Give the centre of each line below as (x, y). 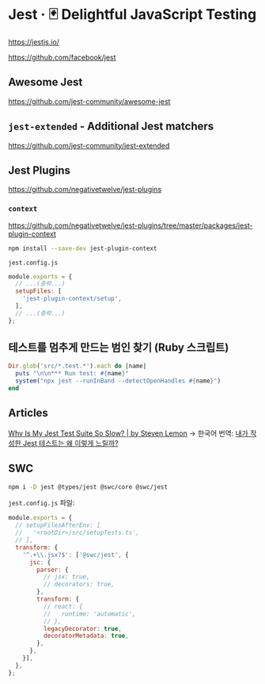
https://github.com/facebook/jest (62, 57)
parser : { (53, 570)
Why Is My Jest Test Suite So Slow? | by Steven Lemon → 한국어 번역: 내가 (129, 433)
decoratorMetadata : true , (86, 636)
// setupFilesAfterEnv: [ (58, 525)
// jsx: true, (66, 577)
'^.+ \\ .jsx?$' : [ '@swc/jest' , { (76, 555)
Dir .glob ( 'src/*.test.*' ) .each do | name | (78, 366)
